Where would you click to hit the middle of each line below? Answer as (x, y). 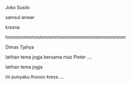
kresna (13, 27)
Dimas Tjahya (20, 47)
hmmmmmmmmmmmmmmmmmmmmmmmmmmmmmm (66, 37)
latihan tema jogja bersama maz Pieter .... (49, 57)
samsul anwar (20, 17)
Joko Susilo (17, 7)
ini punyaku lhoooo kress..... (35, 77)
